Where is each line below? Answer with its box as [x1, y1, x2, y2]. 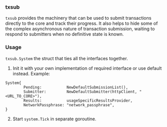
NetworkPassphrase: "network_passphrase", [23, 102, 115, 107]
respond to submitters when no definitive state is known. [5, 31, 124, 37]
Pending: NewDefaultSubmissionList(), [23, 84, 128, 90]
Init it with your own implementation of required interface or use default [12, 65, 162, 71]
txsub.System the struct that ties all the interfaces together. [5, 55, 128, 61]
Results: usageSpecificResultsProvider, [23, 98, 133, 103]
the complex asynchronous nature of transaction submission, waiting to [5, 26, 155, 32]
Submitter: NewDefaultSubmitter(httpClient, [23, 89, 138, 94]
